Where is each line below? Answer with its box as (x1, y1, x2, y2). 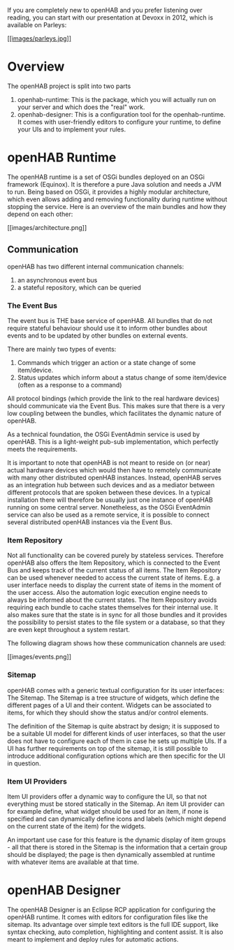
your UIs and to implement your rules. (17, 125, 126, 134)
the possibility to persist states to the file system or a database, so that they (7, 618, 226, 626)
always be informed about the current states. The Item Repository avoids (7, 596, 217, 604)
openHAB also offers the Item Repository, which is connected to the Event (7, 559, 221, 567)
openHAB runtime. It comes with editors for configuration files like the (7, 912, 208, 921)
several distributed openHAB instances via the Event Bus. (7, 517, 173, 526)
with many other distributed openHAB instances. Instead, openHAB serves (7, 473, 222, 482)
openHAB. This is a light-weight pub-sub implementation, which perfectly (7, 437, 219, 446)
